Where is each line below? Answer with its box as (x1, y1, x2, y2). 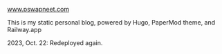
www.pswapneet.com (7, 5, 70, 13)
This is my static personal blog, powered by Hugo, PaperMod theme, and (7, 18, 216, 26)
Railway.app (7, 26, 41, 33)
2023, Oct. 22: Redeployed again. (7, 39, 103, 46)
